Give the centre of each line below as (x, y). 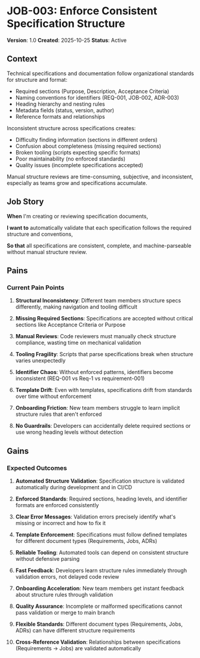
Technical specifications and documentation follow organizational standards (101, 73)
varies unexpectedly (41, 361)
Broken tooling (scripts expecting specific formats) (78, 152)
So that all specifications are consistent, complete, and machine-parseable (99, 245)
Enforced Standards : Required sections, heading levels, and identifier (101, 499)
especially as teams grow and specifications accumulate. (77, 183)
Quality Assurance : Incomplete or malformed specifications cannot (99, 606)
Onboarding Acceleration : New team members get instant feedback (100, 588)
